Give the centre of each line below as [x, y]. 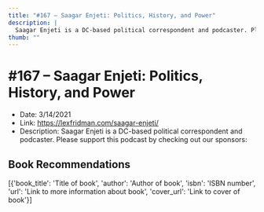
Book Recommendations [70, 164]
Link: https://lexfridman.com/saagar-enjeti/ [89, 123]
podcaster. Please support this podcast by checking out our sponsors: [133, 140]
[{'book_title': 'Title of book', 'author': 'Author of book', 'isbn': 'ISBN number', [132, 183]
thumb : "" [24, 37]
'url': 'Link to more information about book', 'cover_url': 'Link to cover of [124, 192]
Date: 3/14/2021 [45, 115]
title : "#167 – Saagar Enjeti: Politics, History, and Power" [112, 15]
